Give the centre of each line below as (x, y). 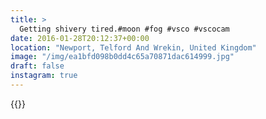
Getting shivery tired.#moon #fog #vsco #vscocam (124, 29)
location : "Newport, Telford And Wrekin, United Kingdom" (133, 47)
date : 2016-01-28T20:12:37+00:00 (80, 38)
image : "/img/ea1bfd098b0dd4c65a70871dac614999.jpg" (122, 57)
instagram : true (44, 76)
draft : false (37, 66)
